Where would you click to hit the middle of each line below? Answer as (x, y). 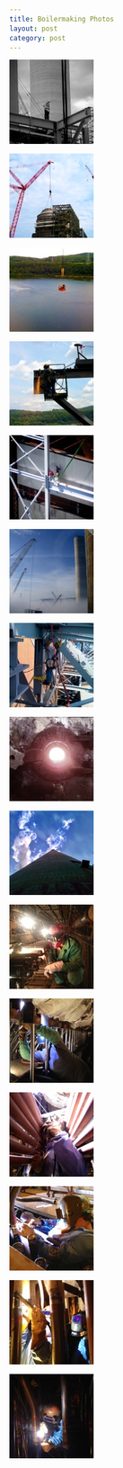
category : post (38, 38)
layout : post (34, 28)
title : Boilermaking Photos (62, 19)
